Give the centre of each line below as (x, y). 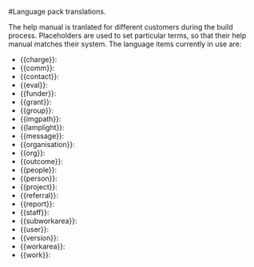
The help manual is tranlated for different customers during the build (121, 27)
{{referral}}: (39, 195)
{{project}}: (38, 187)
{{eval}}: (34, 85)
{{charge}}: (38, 60)
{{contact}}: (40, 76)
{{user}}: (34, 229)
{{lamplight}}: (42, 128)
